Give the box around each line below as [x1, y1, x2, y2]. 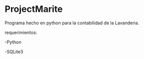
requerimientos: [4, 29, 37, 35]
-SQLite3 [4, 49, 23, 55]
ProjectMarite [4, 3, 63, 15]
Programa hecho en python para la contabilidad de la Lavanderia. [4, 20, 139, 26]
